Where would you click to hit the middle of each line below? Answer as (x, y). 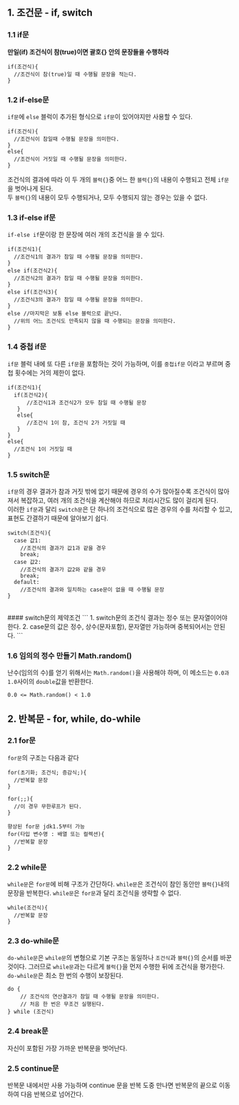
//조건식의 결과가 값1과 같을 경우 (63, 548)
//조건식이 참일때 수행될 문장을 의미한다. (67, 139)
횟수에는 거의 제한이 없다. (50, 373)
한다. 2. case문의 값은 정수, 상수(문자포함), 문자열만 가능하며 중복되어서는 (110, 626)
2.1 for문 (22, 741)
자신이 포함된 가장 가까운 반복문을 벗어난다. (67, 1048)
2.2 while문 (27, 867)
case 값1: (27, 540)
